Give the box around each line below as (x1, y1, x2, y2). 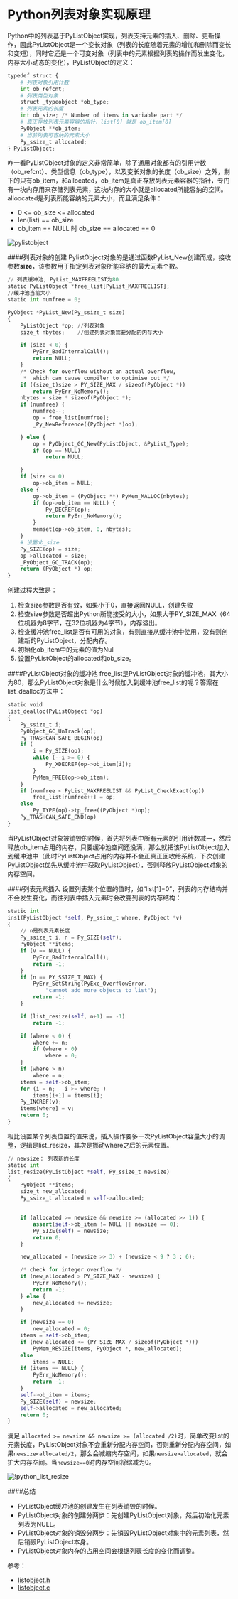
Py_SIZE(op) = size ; (20, 545, 81, 553)
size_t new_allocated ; (20, 1188, 87, 1195)
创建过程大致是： (7, 586, 58, 594)
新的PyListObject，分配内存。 (23, 637, 112, 645)
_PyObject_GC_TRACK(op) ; (20, 559, 94, 566)
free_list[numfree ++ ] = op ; (33, 794, 116, 801)
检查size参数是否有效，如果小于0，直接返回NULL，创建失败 (17, 601, 193, 610)
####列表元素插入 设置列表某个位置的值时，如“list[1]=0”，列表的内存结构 (7, 884, 222, 893)
